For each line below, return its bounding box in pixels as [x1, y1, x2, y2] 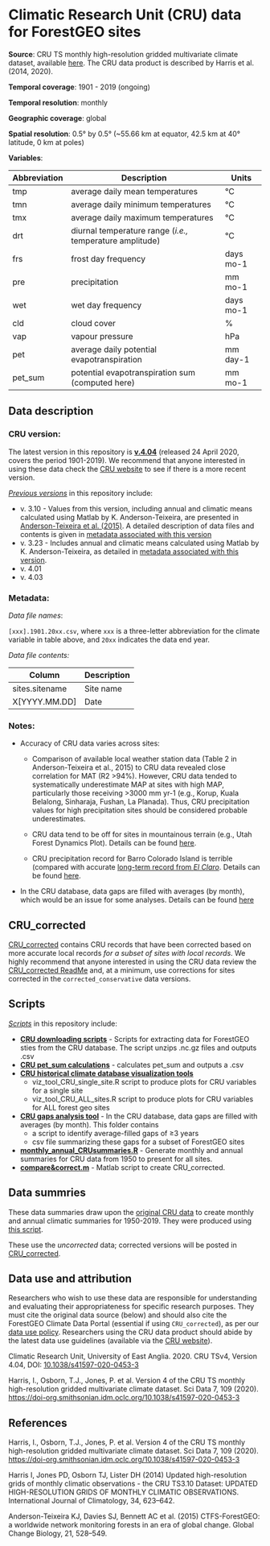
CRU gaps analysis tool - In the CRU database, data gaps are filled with [19, 1111, 258, 1121]
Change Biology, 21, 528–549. [8, 1528, 108, 1539]
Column [29, 669, 60, 680]
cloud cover [71, 317, 117, 329]
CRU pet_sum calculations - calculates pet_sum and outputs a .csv [19, 1060, 244, 1069]
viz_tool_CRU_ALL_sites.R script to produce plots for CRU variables [31, 1093, 254, 1104]
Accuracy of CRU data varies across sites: [19, 738, 161, 748]
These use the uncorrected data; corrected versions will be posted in [8, 1240, 237, 1250]
